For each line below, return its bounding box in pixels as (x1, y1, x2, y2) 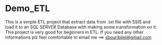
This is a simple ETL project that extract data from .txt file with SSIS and (5, 19, 151, 25)
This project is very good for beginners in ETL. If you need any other (5, 29, 144, 35)
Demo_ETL (5, 3, 50, 14)
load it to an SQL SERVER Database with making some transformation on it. (5, 24, 158, 30)
